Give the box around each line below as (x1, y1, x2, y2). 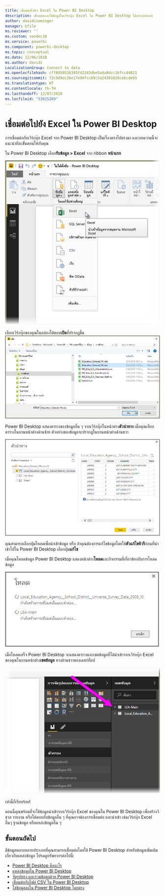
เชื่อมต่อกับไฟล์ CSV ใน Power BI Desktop (12, 879, 89, 885)
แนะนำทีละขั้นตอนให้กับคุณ (5, 141, 49, 147)
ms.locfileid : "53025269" (5, 96, 58, 101)
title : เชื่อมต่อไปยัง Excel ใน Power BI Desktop (5, 8, 95, 13)
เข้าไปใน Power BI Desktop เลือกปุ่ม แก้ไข (5, 546, 79, 552)
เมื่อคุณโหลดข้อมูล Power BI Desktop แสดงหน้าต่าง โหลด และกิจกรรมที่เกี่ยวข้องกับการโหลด (5, 556, 157, 562)
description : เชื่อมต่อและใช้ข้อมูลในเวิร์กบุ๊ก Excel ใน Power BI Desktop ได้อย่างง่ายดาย (5, 13, 153, 18)
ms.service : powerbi (5, 39, 48, 44)
